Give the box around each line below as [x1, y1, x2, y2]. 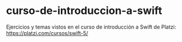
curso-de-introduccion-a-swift [6, 4, 162, 17]
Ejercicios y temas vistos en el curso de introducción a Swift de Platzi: [6, 23, 176, 30]
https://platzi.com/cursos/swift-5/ [6, 29, 89, 36]
